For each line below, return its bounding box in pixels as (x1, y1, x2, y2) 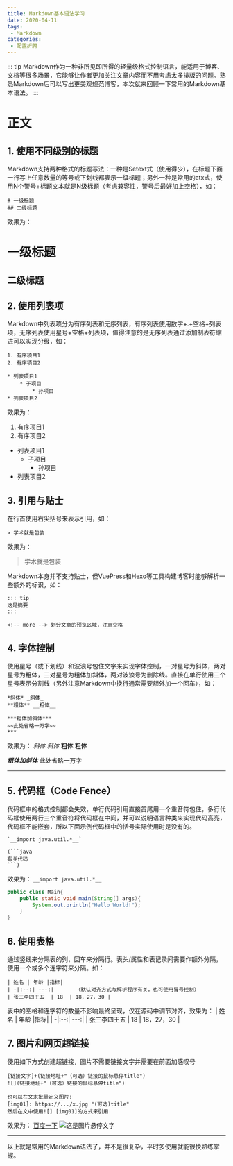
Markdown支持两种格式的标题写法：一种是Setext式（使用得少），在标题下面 (7, 164, 223, 173)
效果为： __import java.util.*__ (7, 874, 102, 883)
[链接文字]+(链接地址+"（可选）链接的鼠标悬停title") (7, 1072, 146, 1079)
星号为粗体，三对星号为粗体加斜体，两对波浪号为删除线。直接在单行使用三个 (7, 670, 226, 679)
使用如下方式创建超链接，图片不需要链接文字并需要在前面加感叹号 (7, 1057, 196, 1065)
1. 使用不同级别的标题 (7, 145, 98, 157)
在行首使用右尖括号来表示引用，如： (7, 514, 111, 523)
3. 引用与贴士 (7, 494, 64, 507)
